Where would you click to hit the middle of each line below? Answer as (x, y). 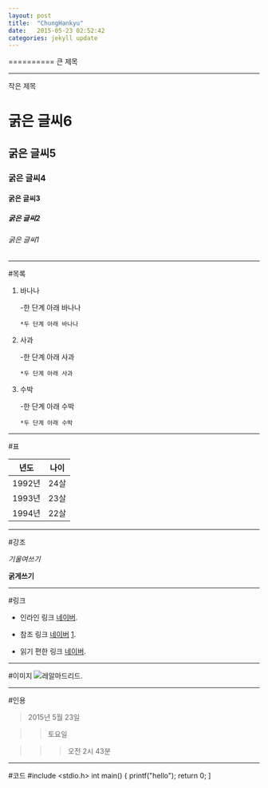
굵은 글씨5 (32, 153)
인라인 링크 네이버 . (49, 617)
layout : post (30, 16)
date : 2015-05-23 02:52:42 (57, 30)
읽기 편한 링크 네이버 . (53, 651)
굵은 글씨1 (24, 240)
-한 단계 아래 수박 (47, 406)
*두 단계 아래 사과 (46, 373)
